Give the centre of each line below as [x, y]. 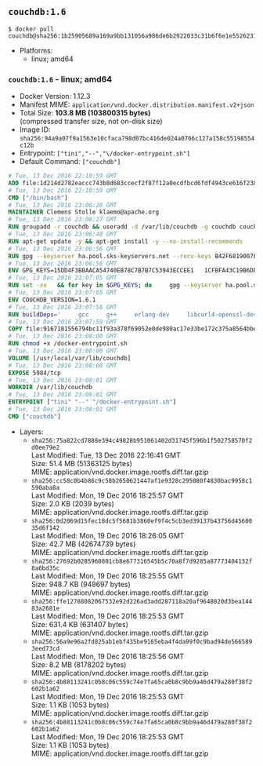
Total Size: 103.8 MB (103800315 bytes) [85, 113]
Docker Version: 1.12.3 [55, 97]
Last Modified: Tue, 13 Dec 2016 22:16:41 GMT [106, 455]
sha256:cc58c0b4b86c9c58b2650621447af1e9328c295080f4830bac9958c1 [142, 481]
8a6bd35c [45, 568]
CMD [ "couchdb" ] [34, 416]
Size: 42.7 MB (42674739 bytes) [83, 544]
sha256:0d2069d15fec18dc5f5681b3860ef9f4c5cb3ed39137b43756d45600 [142, 521]
